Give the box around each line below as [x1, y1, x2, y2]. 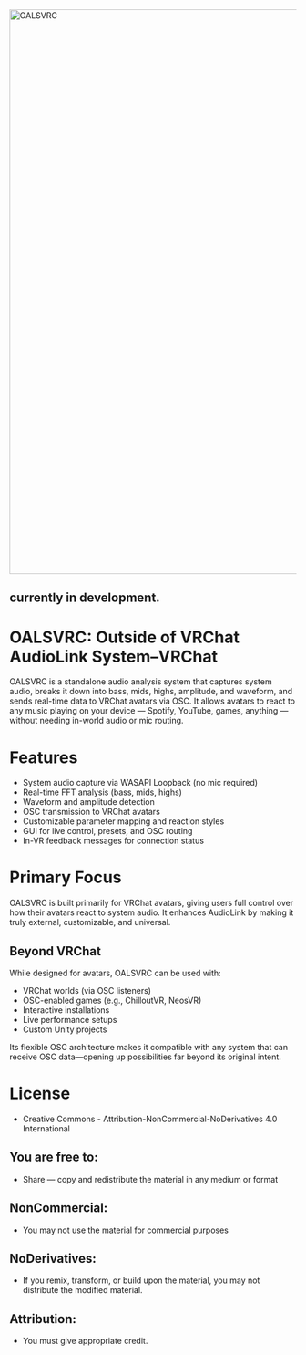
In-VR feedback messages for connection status [22, 835, 205, 847]
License [9, 1083, 71, 1104]
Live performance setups [22, 1015, 117, 1026]
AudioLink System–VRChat [9, 646, 219, 667]
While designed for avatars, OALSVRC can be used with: [9, 967, 221, 979]
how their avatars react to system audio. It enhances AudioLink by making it [9, 907, 294, 918]
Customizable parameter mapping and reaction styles [22, 816, 225, 827]
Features [9, 747, 78, 767]
